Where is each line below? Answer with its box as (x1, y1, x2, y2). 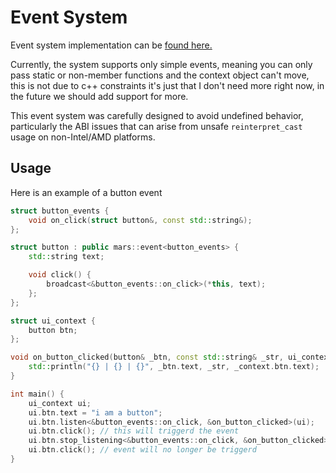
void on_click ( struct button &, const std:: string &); (28, 215, 253, 225)
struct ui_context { (10, 316, 97, 326)
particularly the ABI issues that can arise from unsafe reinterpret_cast (10, 120, 303, 132)
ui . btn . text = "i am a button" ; (28, 407, 163, 418)
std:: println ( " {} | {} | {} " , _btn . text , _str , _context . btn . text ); (28, 362, 320, 372)
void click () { (28, 270, 92, 280)
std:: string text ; (28, 252, 105, 262)
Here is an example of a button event (10, 186, 163, 198)
